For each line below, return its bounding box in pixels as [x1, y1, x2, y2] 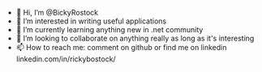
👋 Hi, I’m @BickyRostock [15, 8, 99, 17]
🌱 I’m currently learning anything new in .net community [15, 25, 204, 34]
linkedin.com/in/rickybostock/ [15, 54, 116, 64]
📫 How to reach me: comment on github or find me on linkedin [15, 43, 227, 52]
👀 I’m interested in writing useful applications [15, 16, 167, 26]
